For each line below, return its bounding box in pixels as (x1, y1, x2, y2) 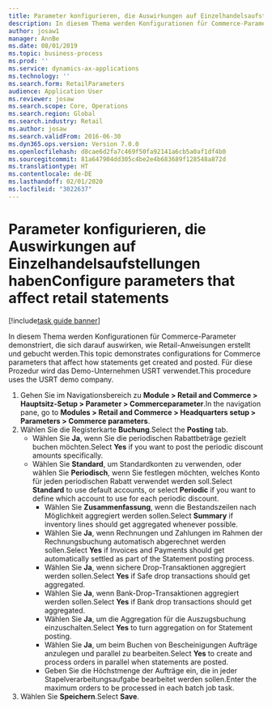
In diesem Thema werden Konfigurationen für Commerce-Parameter (8, 331, 236, 341)
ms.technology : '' (8, 72, 70, 80)
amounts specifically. (32, 451, 104, 460)
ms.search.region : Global (8, 110, 96, 118)
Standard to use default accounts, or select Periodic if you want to (32, 485, 257, 494)
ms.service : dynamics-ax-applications (8, 65, 139, 73)
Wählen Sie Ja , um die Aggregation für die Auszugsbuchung (44, 613, 247, 624)
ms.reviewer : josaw (8, 95, 74, 103)
